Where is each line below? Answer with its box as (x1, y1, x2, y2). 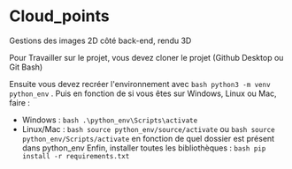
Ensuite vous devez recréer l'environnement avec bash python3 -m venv (9, 78, 272, 89)
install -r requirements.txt (21, 151, 130, 160)
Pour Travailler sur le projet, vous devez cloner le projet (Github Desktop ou (9, 52, 284, 62)
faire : (9, 97, 31, 107)
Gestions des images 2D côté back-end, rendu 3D (9, 35, 192, 46)
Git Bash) (9, 62, 43, 72)
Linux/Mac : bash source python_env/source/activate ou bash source (21, 123, 276, 134)
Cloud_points (9, 6, 110, 26)
